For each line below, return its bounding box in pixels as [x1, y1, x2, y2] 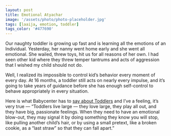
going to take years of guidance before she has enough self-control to [5, 83, 154, 89]
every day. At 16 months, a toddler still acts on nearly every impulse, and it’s [5, 77, 165, 84]
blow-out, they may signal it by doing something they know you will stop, [5, 114, 159, 120]
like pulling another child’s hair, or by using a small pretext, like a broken [5, 120, 157, 126]
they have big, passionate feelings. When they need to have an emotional [5, 109, 160, 115]
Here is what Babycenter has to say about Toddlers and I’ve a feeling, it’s [5, 98, 159, 104]
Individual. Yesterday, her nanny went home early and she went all [5, 46, 145, 52]
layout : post [5, 7, 33, 13]
